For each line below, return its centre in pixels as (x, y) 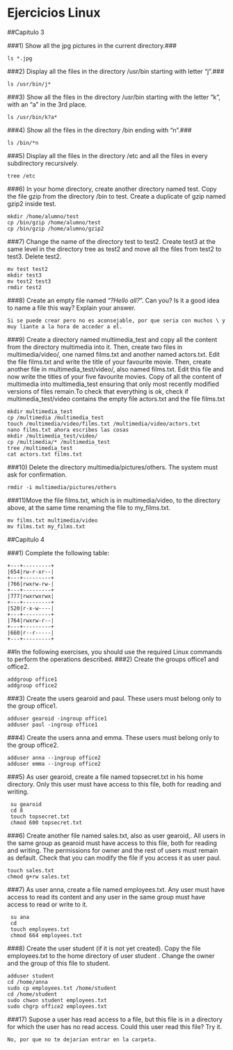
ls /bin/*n (23, 143)
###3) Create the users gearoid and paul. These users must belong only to (114, 698)
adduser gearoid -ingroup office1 (57, 718)
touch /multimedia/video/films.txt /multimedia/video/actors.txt (104, 424)
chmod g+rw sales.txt (39, 877)
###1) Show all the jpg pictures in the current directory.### (92, 45)
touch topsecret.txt (40, 817)
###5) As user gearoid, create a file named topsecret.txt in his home (105, 777)
